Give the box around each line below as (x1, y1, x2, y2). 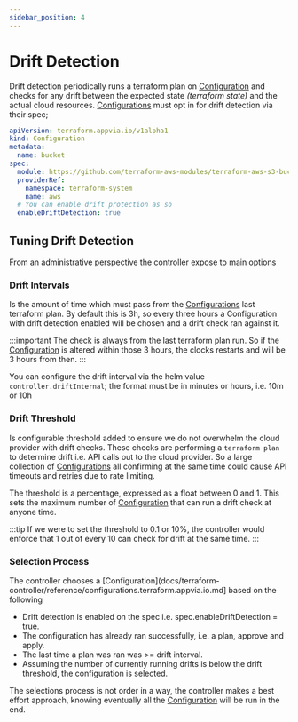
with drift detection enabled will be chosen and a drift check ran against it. (9, 318, 281, 329)
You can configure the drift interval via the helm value (9, 371, 206, 382)
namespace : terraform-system (25, 184, 133, 193)
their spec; (9, 108, 49, 120)
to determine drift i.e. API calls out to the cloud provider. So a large (9, 451, 253, 462)
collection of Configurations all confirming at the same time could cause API (9, 461, 287, 472)
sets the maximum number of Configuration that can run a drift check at (9, 496, 272, 507)
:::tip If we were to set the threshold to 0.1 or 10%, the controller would (9, 523, 265, 534)
